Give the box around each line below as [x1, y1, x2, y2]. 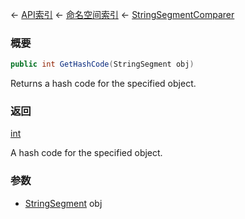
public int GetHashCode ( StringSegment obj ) [10, 59, 195, 70]
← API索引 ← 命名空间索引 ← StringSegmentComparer [10, 9, 235, 20]
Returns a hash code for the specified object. [10, 78, 197, 90]
